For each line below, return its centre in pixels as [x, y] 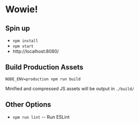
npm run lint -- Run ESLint [41, 117]
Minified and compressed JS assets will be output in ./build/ [70, 88]
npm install [25, 41]
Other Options [28, 105]
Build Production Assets [44, 67]
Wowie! [22, 9]
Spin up [18, 28]
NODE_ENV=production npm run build [43, 79]
